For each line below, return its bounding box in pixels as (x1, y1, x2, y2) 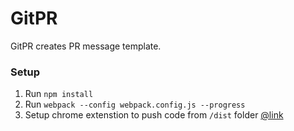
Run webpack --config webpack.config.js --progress (24, 98, 246, 111)
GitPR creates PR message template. (10, 40, 162, 52)
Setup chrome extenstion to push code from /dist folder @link (24, 109, 284, 121)
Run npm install (24, 88, 94, 100)
